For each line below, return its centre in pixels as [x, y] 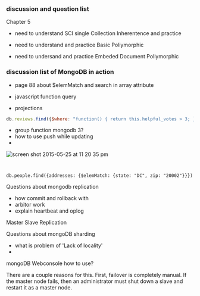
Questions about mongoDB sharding [51, 234]
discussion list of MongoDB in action [60, 72]
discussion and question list [48, 9]
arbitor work [30, 205]
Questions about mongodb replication [53, 187]
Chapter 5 [18, 22]
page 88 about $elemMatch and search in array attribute [84, 85]
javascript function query [46, 96]
